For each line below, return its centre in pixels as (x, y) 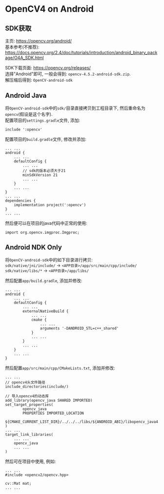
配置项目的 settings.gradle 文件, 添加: (43, 120)
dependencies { (20, 201)
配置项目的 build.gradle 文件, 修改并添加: (46, 139)
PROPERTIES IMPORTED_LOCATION (53, 413)
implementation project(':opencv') (50, 205)
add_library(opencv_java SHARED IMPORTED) (49, 400)
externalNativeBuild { (46, 311)
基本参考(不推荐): (22, 47)
